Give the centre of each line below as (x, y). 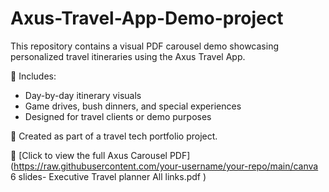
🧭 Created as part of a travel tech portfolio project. (114, 136)
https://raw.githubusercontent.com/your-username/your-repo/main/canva (166, 166)
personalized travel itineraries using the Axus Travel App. (128, 56)
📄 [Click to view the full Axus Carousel (89, 155)
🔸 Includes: (33, 76)
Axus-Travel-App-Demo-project (147, 18)
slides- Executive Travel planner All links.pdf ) (112, 176)
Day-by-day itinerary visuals (83, 95)
